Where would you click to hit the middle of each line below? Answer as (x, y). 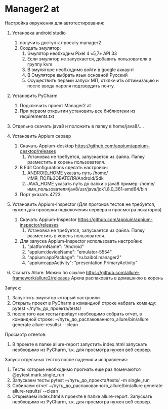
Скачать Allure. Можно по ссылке (48, 272)
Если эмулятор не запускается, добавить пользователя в (89, 58)
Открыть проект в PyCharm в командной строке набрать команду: (84, 303)
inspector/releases (39, 225)
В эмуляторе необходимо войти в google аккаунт (81, 70)
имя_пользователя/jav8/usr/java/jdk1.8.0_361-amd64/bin (87, 189)
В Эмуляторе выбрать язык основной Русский (77, 75)
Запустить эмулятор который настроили (56, 297)
